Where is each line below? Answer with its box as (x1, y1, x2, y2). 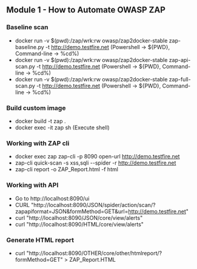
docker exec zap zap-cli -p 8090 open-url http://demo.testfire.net (15, 153, 180, 160)
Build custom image (6, 103, 66, 112)
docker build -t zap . (15, 117, 66, 124)
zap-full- (169, 75, 191, 83)
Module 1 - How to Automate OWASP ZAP (6, 5, 165, 15)
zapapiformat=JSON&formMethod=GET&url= (15, 208, 129, 215)
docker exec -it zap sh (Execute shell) (15, 124, 110, 131)
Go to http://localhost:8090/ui (15, 194, 90, 202)
